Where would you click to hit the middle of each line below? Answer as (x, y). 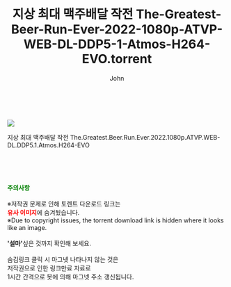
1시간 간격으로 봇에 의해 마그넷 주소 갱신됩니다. (71, 277)
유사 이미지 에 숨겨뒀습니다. (43, 212)
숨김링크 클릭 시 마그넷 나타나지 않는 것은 (63, 259)
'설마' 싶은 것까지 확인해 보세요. (49, 243)
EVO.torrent (117, 59)
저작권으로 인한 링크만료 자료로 (49, 268)
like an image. (27, 227)
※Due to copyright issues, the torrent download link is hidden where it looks (115, 220)
